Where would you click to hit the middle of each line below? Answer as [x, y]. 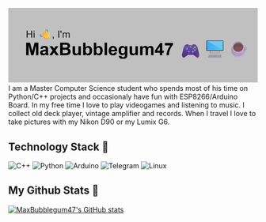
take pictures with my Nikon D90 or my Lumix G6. [89, 122]
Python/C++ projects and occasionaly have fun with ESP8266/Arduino [123, 97]
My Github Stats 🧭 [53, 191]
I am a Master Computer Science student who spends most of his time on [128, 88]
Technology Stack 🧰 [59, 147]
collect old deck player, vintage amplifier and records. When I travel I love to [132, 114]
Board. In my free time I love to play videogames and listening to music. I [127, 105]
